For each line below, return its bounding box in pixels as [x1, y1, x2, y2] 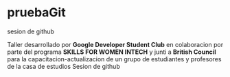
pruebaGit [7, 5, 67, 20]
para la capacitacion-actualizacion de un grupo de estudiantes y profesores [7, 55, 222, 63]
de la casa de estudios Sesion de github [7, 62, 120, 70]
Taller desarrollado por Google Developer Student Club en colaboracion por [7, 40, 224, 48]
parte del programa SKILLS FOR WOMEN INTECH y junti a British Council [7, 48, 216, 56]
